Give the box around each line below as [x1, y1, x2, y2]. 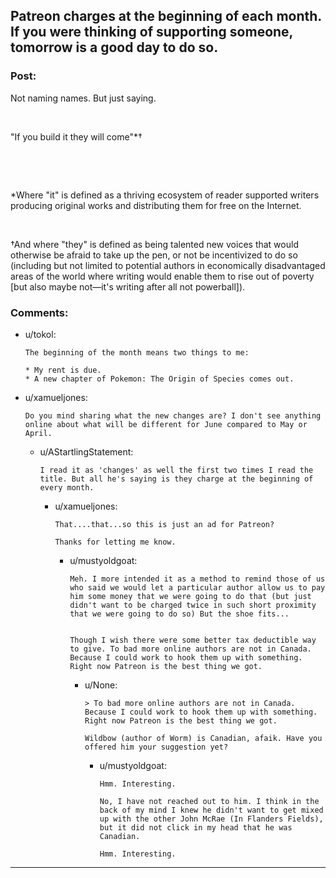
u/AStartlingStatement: [39, 445, 134, 458]
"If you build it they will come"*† [10, 130, 143, 143]
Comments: [10, 305, 69, 319]
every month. [39, 482, 95, 493]
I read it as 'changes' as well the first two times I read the [39, 465, 314, 475]
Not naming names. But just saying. [10, 92, 157, 104]
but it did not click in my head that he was [99, 822, 293, 833]
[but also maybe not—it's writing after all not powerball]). [10, 280, 246, 293]
